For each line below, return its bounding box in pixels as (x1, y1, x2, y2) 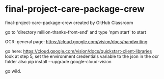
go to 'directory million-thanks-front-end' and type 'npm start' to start (5, 29, 146, 35)
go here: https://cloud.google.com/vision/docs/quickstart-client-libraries (5, 48, 152, 54)
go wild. (5, 68, 21, 74)
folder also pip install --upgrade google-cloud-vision (5, 58, 112, 64)
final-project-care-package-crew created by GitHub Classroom (5, 20, 134, 26)
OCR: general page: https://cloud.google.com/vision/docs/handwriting (5, 38, 148, 45)
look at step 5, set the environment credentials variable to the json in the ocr (5, 53, 159, 59)
